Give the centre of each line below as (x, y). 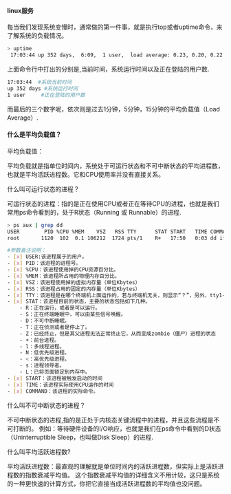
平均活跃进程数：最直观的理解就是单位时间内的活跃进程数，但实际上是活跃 (112, 466)
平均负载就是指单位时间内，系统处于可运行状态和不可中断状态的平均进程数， (115, 166)
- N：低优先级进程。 (45, 353)
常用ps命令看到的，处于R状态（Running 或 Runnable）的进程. (94, 212)
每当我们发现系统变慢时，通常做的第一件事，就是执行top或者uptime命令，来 (115, 27)
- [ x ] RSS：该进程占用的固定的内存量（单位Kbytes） (74, 289)
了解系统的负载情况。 (37, 36)
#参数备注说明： (27, 250)
